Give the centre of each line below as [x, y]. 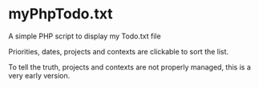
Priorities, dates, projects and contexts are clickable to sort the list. [119, 51]
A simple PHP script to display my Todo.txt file [85, 36]
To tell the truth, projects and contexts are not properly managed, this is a [129, 67]
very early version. [39, 75]
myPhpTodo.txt [61, 14]
